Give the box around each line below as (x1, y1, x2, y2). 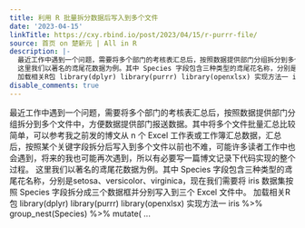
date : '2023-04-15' (9, 22, 84, 31)
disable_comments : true (9, 81, 100, 90)
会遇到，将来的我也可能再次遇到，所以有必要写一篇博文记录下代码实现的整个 (9, 152, 296, 164)
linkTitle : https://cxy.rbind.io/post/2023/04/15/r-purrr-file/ (9, 30, 258, 39)
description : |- (9, 47, 71, 56)
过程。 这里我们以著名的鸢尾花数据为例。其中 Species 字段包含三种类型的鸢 (9, 164, 293, 174)
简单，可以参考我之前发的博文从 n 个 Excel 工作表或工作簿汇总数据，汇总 (9, 129, 282, 141)
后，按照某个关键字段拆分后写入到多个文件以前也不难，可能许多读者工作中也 (9, 141, 296, 152)
